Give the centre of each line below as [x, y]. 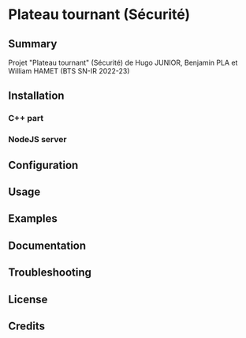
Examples [33, 219]
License [28, 299]
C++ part [26, 118]
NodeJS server [37, 140]
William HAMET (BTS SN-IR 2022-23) [69, 71]
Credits [27, 326]
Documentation [47, 245]
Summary [33, 44]
